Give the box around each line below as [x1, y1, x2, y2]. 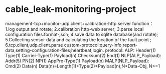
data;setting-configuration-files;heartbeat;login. [5, 47, 104, 53]
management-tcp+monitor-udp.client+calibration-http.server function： [5, 20, 154, 26]
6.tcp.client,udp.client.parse [5, 42, 63, 48]
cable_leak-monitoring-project [5, 3, 136, 15]
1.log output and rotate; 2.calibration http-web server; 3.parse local [5, 26, 144, 32]
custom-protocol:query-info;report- [64, 42, 138, 48]
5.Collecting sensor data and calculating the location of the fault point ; [5, 36, 152, 43]
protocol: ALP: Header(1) [105, 47, 156, 53]
